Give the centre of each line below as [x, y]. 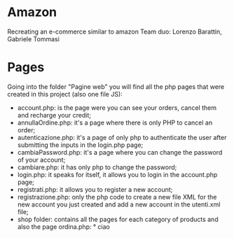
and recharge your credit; [54, 115]
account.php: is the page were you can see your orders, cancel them [117, 107]
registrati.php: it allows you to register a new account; [95, 189]
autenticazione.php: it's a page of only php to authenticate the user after [122, 137]
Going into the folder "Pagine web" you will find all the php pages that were [116, 86]
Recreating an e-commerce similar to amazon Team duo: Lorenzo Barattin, [115, 31]
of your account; [41, 160]
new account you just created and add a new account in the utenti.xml [119, 204]
